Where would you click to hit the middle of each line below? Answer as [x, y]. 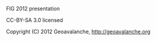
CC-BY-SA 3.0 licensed [35, 20]
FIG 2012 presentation [33, 9]
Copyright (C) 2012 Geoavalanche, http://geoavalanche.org [78, 31]
